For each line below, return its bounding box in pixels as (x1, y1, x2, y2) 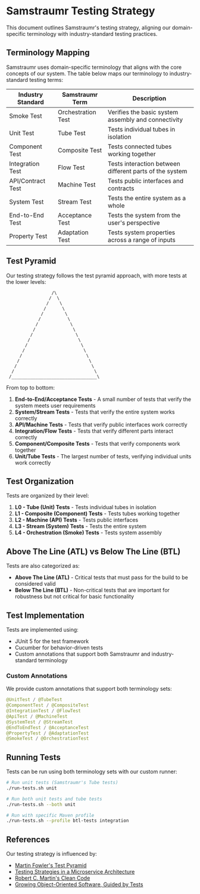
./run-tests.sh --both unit (6, 801, 76, 807)
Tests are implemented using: (6, 626, 79, 633)
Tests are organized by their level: (6, 492, 89, 500)
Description (132, 94, 167, 102)
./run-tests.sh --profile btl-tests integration (6, 818, 129, 824)
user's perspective (107, 218, 160, 226)
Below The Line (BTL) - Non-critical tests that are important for (14, 587, 170, 594)
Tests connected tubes (107, 142, 172, 151)
